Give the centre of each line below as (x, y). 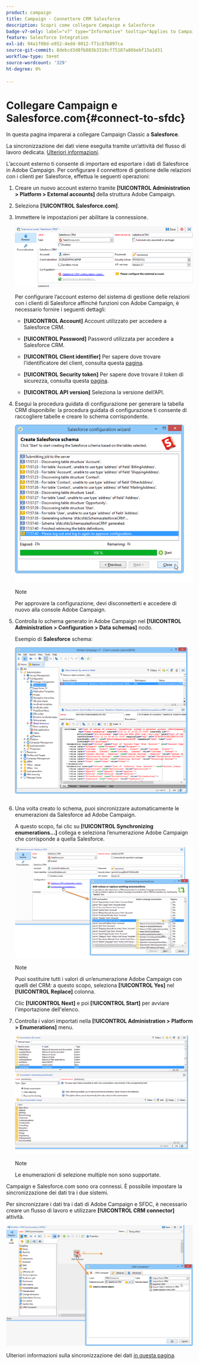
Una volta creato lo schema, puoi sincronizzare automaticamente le (97, 808)
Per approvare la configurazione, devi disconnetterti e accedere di (95, 603)
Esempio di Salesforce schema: (54, 639)
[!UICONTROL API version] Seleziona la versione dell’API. (94, 392)
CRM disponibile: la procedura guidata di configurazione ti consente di (101, 410)
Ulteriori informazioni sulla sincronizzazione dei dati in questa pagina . (91, 1355)
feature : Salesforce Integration (47, 38)
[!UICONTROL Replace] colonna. (55, 992)
